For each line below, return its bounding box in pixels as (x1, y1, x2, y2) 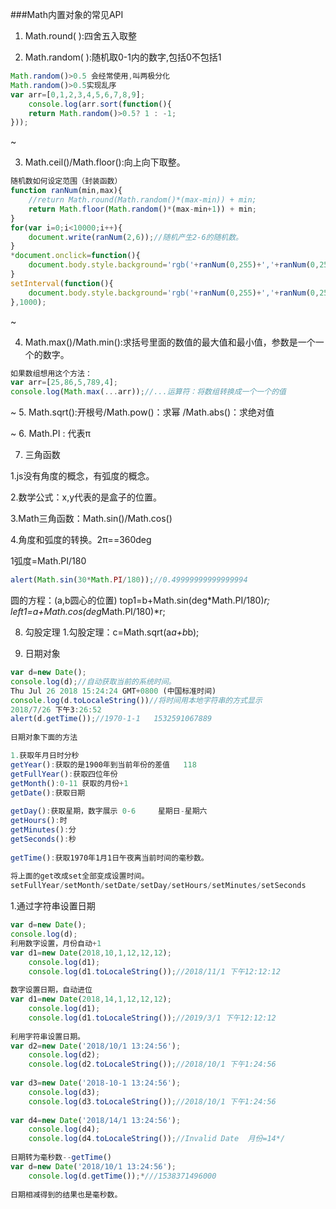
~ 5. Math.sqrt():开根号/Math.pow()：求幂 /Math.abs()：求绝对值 (10, 406, 275, 418)
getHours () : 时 (10, 816, 68, 826)
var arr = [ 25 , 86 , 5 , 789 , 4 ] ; (10, 378, 118, 388)
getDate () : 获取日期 (10, 788, 86, 798)
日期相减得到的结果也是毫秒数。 (10, 1189, 123, 1200)
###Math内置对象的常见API (10, 9, 124, 20)
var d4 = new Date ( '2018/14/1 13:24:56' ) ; (10, 1115, 182, 1125)
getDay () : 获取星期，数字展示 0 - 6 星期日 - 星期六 (10, 806, 208, 817)
